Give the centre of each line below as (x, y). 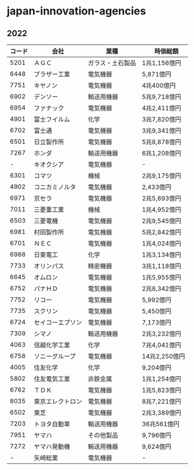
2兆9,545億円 (161, 221)
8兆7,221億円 (161, 401)
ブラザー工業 (52, 74)
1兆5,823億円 (161, 390)
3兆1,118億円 (161, 266)
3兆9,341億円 (161, 131)
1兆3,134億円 (161, 255)
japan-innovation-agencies (77, 11)
